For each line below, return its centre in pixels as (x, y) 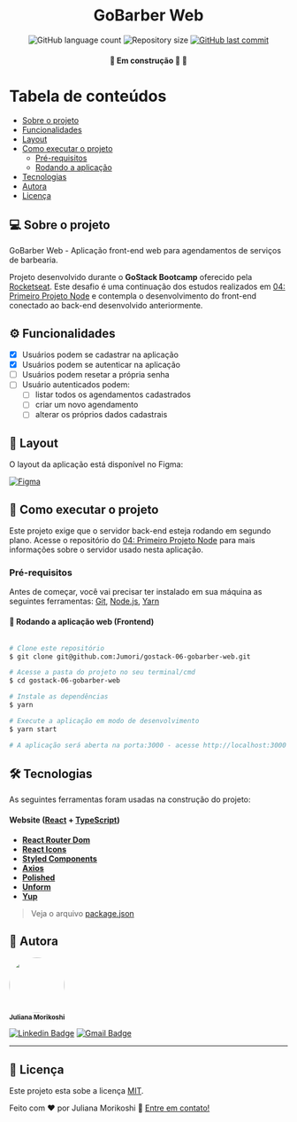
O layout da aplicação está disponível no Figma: (96, 464)
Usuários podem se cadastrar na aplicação (100, 355)
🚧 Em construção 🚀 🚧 (148, 60)
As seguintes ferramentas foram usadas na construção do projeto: (130, 799)
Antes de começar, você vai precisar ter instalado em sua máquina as (136, 592)
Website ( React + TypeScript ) (65, 820)
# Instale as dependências (59, 697)
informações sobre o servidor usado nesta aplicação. (106, 549)
